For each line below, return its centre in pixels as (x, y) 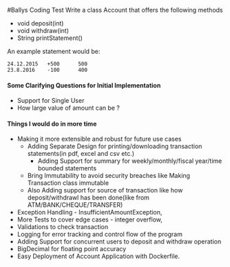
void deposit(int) (40, 23)
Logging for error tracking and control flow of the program (100, 235)
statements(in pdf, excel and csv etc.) (81, 154)
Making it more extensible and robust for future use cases (99, 139)
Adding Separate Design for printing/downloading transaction (115, 146)
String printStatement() (50, 38)
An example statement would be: (54, 51)
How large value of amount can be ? (69, 108)
